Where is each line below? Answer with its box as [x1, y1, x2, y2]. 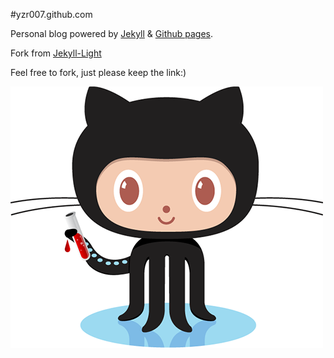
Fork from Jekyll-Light [10, 47, 102, 59]
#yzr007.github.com [10, 9, 93, 20]
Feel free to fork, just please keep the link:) [10, 67, 187, 78]
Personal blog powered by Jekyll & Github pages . [10, 28, 214, 39]
